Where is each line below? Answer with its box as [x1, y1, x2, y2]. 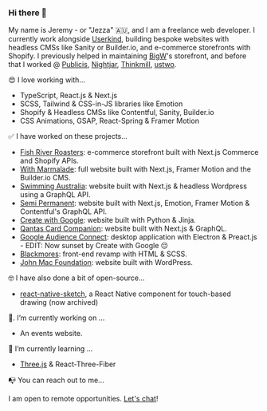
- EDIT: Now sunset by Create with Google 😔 [19, 241, 169, 251]
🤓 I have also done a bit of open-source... [8, 273, 145, 283]
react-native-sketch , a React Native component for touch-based [19, 289, 231, 298]
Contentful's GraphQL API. [19, 207, 108, 216]
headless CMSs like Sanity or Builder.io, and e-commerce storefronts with [8, 43, 251, 53]
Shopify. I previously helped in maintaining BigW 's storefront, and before [8, 51, 247, 61]
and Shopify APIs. [19, 156, 79, 166]
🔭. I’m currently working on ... [8, 313, 105, 322]
